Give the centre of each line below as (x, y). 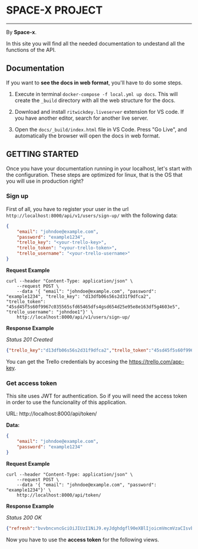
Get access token (32, 383)
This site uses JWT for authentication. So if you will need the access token (97, 396)
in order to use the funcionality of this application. (67, 402)
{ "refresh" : (21, 528)
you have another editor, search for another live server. (81, 118)
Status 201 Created (29, 339)
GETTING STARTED (42, 154)
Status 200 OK (24, 517)
